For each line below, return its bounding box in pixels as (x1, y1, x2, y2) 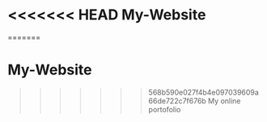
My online (208, 95, 241, 106)
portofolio (148, 104, 181, 114)
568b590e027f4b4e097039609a (148, 87, 260, 97)
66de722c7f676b (148, 95, 207, 106)
